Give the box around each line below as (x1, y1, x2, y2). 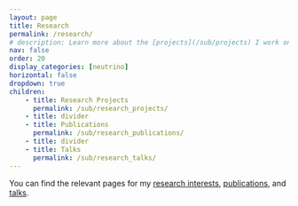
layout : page (9, 12, 58, 22)
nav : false (9, 46, 50, 55)
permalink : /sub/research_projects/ (32, 104, 169, 113)
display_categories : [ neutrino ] (9, 63, 129, 72)
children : (9, 87, 46, 96)
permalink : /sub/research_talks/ (32, 153, 157, 162)
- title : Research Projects (25, 95, 129, 105)
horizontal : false (9, 71, 77, 80)
